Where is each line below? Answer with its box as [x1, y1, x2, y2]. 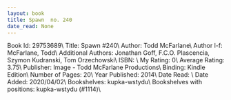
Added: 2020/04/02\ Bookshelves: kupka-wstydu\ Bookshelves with [7, 78, 202, 86]
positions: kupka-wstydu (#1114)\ [7, 85, 101, 93]
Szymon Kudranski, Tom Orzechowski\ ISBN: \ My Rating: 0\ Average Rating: [7, 56, 225, 64]
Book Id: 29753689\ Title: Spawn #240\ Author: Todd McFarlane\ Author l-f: [7, 42, 223, 50]
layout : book [7, 10, 45, 17]
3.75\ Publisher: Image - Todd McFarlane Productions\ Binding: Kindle [7, 63, 205, 72]
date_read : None [7, 23, 54, 29]
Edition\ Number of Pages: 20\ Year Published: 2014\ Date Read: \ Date [7, 71, 209, 79]
